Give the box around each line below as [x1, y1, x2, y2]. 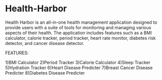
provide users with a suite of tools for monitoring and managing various [5, 24, 152, 30]
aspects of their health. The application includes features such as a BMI [5, 30, 152, 36]
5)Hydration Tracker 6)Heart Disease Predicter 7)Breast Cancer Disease [5, 65, 153, 71]
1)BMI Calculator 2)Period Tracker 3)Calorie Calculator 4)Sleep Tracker [5, 59, 151, 65]
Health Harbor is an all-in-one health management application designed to [5, 19, 158, 25]
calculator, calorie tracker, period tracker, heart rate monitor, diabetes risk [5, 35, 156, 41]
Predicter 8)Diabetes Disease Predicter [5, 70, 85, 76]
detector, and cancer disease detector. [5, 40, 84, 46]
